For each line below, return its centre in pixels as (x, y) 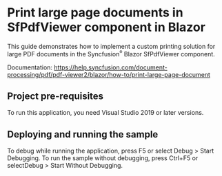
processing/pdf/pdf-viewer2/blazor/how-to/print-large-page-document (109, 74)
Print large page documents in (95, 13)
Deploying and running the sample (83, 134)
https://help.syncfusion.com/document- (111, 67)
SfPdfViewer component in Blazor (106, 27)
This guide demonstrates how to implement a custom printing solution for (111, 46)
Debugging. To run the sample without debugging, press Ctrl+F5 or (103, 158)
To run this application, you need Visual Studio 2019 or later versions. (105, 113)
